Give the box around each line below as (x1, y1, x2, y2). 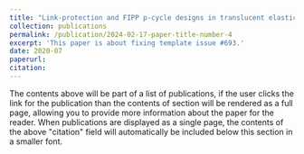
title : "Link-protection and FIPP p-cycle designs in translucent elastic (9, 13, 298, 23)
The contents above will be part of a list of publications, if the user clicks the (9, 87, 294, 99)
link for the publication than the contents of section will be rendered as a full (9, 97, 293, 108)
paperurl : (9, 55, 47, 64)
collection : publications (9, 22, 107, 31)
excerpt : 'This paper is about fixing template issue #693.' (9, 38, 245, 48)
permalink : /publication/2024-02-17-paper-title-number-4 (9, 30, 233, 39)
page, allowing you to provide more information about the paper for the (9, 107, 274, 118)
